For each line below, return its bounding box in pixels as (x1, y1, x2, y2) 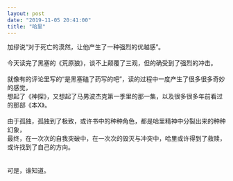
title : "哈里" (7, 23, 46, 30)
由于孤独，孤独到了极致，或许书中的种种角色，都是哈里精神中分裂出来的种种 (7, 117, 226, 126)
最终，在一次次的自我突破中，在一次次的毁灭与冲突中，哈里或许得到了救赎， (7, 135, 226, 143)
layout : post (7, 10, 45, 17)
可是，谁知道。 (7, 166, 50, 175)
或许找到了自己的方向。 (7, 143, 74, 151)
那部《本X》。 (12, 101, 51, 110)
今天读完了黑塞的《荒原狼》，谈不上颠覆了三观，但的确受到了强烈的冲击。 (7, 59, 217, 67)
